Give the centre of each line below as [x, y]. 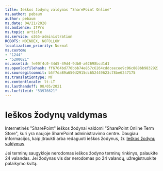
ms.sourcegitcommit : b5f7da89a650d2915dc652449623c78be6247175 [70, 73]
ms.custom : [16, 50]
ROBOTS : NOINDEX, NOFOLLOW [32, 41]
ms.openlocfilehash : [26, 68]
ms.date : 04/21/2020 [26, 23]
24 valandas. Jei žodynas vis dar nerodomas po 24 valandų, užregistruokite [81, 158]
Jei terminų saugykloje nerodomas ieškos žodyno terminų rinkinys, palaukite [81, 153]
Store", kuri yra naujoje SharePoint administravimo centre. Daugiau [72, 134]
